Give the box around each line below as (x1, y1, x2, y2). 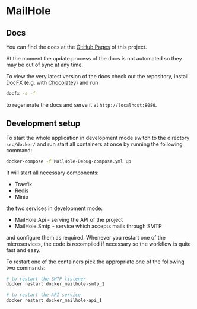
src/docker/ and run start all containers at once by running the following (6, 141, 183, 148)
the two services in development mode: (6, 205, 103, 212)
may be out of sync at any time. (6, 61, 84, 68)
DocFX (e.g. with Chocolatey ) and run (6, 79, 99, 86)
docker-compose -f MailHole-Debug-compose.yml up (6, 158, 132, 164)
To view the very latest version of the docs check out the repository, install (6, 73, 189, 79)
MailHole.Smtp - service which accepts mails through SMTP (14, 222, 162, 230)
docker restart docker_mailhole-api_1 (6, 298, 102, 304)
